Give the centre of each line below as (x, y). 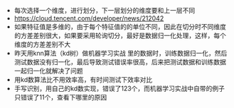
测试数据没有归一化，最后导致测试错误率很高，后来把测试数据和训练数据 (120, 62)
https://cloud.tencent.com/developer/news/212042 (89, 18)
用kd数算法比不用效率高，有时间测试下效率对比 (83, 79)
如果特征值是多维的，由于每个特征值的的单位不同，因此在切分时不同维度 (120, 26)
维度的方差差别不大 (42, 44)
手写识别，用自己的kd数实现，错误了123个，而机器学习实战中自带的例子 (119, 88)
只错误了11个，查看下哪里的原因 (60, 97)
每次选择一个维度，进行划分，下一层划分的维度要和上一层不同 (105, 10)
